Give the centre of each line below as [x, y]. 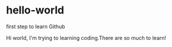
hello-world [35, 10]
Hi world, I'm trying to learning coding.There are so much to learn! [86, 38]
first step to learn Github [36, 26]
